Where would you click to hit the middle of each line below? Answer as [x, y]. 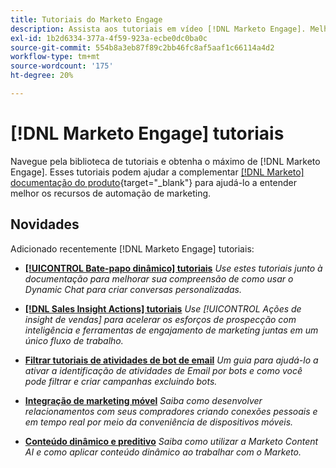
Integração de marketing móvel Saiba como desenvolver [143, 400]
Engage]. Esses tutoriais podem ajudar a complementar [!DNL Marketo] [157, 172]
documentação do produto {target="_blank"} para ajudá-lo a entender [153, 182]
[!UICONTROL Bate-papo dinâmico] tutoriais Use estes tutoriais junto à [173, 268]
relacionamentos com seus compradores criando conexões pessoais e [171, 411]
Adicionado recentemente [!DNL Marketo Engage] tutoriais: [132, 248]
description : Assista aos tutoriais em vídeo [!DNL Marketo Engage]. [158, 29]
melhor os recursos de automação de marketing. [111, 193]
